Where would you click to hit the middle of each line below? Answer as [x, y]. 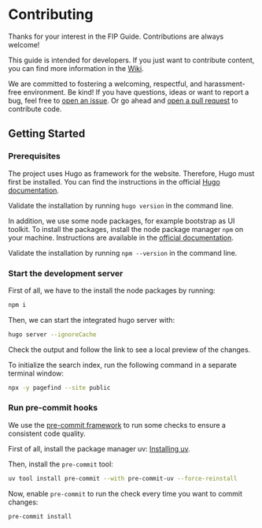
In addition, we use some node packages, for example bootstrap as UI [122, 221]
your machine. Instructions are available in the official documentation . [121, 238]
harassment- [225, 84]
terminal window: [36, 373]
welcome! [24, 44]
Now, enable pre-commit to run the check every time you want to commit [125, 493]
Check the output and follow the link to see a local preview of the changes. [129, 350]
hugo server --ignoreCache [52, 334]
